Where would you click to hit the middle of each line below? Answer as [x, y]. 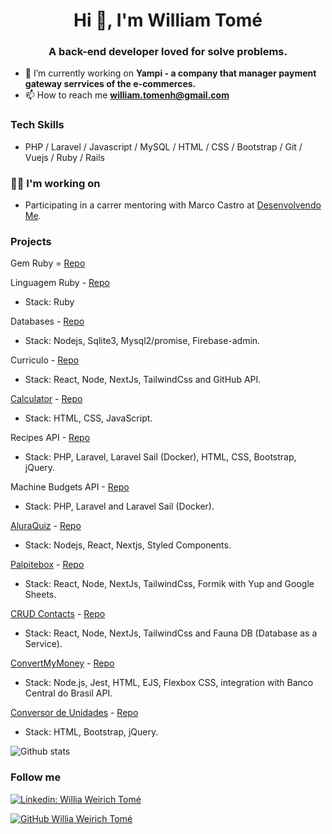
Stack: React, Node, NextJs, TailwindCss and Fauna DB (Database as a [171, 633]
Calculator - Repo [46, 399]
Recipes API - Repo [50, 438]
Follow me [36, 777]
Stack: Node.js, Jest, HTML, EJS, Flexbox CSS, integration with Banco [169, 683]
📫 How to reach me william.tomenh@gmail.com [127, 95]
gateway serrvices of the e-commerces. [110, 84]
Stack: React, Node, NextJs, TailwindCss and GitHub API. [143, 380]
